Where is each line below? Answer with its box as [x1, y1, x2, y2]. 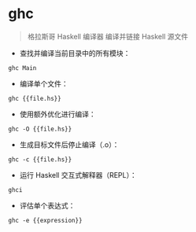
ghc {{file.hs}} [8, 94, 61, 102]
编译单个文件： [19, 79, 68, 88]
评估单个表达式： [19, 201, 76, 210]
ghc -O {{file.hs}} [8, 125, 72, 133]
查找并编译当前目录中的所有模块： [19, 48, 131, 57]
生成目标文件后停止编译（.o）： [19, 139, 120, 149]
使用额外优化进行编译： [19, 109, 96, 119]
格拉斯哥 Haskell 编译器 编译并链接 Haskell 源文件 [27, 31, 189, 41]
